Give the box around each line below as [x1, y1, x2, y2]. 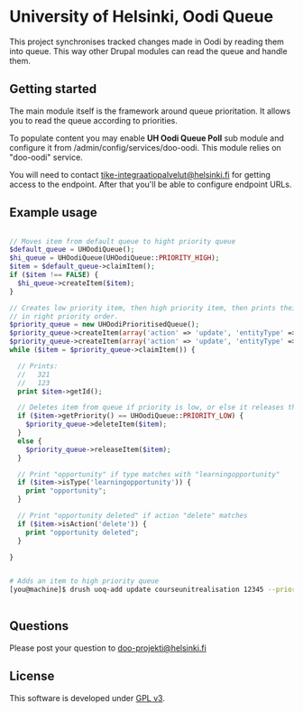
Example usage [9, 205, 97, 220]
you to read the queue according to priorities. [9, 115, 178, 125]
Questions [9, 618, 69, 633]
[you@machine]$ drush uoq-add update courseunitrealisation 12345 [9, 585, 264, 595]
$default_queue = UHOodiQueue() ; [9, 245, 135, 254]
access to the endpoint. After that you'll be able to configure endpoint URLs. [9, 179, 292, 190]
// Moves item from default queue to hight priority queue [9, 236, 236, 245]
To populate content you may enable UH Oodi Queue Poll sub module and [9, 133, 284, 143]
